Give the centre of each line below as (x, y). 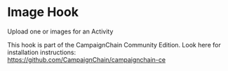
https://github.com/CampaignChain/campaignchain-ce (87, 59)
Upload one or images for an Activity (60, 31)
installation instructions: (42, 52)
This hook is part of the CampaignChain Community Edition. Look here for (114, 45)
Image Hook (43, 12)
